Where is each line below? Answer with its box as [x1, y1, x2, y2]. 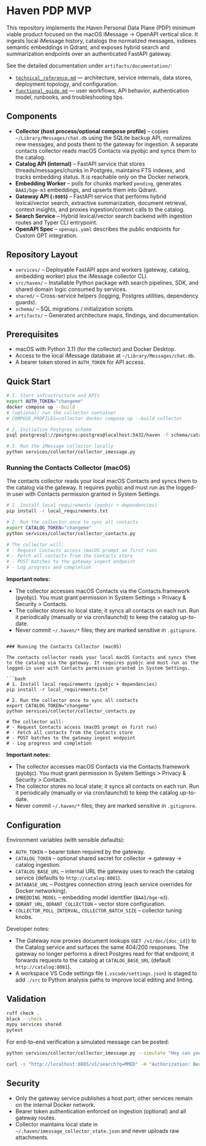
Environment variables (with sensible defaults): [6, 836, 125, 844]
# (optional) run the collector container [6, 409, 116, 416]
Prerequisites [6, 329, 59, 339]
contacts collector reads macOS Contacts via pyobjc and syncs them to [15, 147, 196, 154]
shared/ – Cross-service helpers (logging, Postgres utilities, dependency [15, 292, 199, 299]
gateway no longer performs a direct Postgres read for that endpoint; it [15, 950, 194, 957]
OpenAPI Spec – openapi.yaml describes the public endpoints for [15, 225, 180, 233]
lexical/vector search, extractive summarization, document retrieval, [15, 199, 188, 206]
